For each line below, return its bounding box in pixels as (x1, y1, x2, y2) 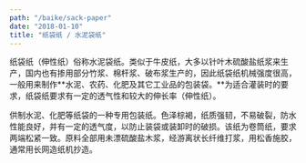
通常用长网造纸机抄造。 (9, 144, 97, 155)
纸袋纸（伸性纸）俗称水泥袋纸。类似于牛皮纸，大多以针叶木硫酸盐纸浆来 (9, 56, 280, 67)
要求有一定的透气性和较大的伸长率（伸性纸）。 (48, 90, 221, 101)
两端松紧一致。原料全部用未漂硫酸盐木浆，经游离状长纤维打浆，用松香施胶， (9, 133, 297, 144)
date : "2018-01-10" (9, 22, 84, 31)
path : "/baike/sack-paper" (9, 13, 112, 23)
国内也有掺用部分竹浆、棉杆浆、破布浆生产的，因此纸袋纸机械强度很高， (25, 67, 297, 78)
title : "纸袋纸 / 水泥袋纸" (9, 30, 107, 39)
